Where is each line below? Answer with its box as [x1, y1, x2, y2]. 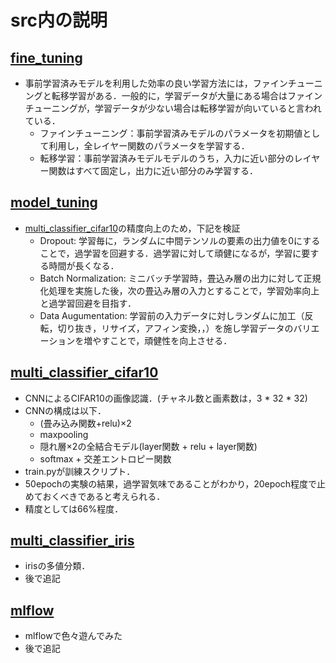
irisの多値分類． [24, 560, 91, 572]
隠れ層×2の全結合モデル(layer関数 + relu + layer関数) [39, 440, 258, 452]
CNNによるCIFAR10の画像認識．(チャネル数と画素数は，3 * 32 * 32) [24, 392, 308, 404]
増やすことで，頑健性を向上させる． [83, 334, 233, 346]
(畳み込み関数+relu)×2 [39, 417, 132, 429]
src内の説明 [10, 9, 108, 32]
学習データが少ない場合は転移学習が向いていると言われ [94, 102, 322, 114]
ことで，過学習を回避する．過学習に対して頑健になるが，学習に [39, 247, 302, 259]
